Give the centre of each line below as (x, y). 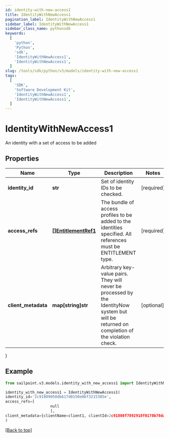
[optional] (152, 305)
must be (110, 247)
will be (109, 318)
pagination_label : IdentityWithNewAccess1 (50, 19)
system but (114, 311)
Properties (22, 159)
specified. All (116, 234)
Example (19, 372)
